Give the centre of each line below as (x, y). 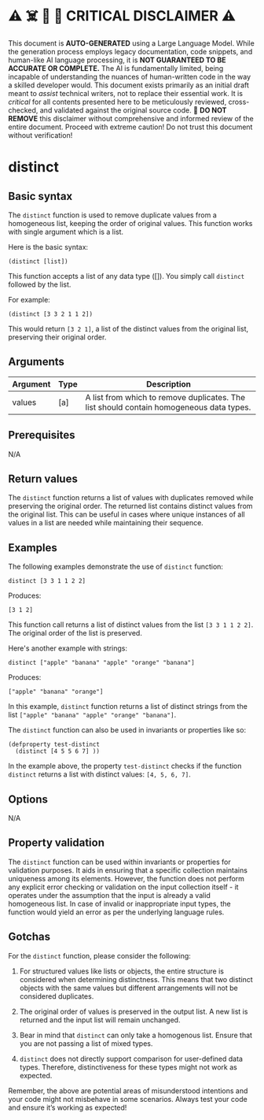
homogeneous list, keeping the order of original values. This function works (130, 223)
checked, (23, 110)
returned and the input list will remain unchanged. (100, 1020)
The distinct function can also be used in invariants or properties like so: (127, 730)
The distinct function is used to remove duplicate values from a (113, 215)
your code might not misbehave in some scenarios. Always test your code (128, 1099)
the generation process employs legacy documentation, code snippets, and (130, 51)
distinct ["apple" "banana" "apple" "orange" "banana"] (101, 663)
